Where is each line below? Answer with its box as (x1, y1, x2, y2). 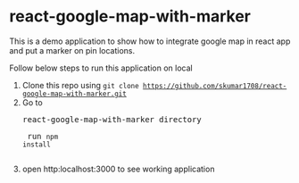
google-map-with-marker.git (21, 89, 127, 98)
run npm (27, 131, 59, 141)
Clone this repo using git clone (21, 79, 140, 90)
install (21, 140, 51, 149)
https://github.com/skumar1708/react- (142, 81, 287, 90)
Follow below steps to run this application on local (9, 62, 194, 73)
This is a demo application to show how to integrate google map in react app (9, 36, 291, 46)
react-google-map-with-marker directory (21, 114, 203, 124)
